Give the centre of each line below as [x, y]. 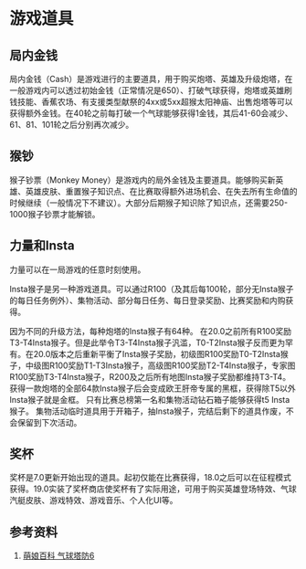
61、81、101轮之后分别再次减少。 [72, 125]
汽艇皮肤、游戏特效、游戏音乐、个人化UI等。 [94, 501]
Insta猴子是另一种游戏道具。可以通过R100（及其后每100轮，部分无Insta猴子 [152, 289]
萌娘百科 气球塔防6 [58, 556]
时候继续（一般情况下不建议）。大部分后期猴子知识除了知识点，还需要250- [149, 203]
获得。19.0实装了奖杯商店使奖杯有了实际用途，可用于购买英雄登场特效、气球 [153, 489]
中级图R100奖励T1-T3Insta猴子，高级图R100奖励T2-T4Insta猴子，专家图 [160, 365]
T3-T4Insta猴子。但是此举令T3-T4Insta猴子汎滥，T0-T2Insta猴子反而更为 [148, 342]
